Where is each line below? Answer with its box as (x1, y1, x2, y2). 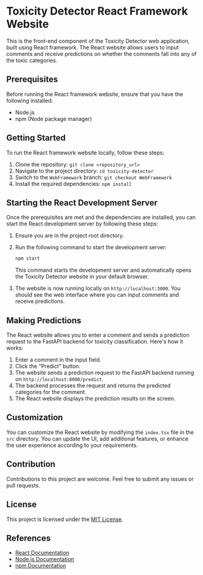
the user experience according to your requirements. (6, 441, 138, 449)
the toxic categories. (6, 57, 58, 64)
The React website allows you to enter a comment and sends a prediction (6, 331, 190, 339)
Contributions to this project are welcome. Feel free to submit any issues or (6, 475, 194, 483)
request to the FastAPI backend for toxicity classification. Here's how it (6, 338, 184, 345)
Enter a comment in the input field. (15, 356, 102, 363)
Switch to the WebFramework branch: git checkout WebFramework (15, 173, 173, 181)
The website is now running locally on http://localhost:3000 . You (15, 284, 181, 292)
